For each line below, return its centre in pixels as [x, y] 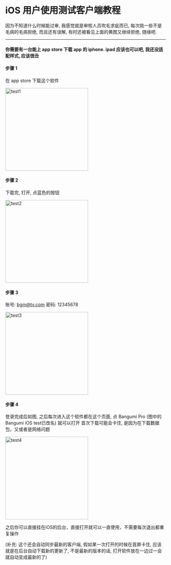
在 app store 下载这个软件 [32, 80]
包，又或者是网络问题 [27, 429]
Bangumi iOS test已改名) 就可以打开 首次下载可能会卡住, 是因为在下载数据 [82, 423]
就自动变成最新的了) [26, 557]
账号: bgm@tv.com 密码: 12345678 [42, 305]
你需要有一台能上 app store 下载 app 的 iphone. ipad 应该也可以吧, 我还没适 [84, 49]
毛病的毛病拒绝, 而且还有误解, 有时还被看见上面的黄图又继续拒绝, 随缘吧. [81, 32]
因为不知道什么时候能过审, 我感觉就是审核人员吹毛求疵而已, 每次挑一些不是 [83, 25]
